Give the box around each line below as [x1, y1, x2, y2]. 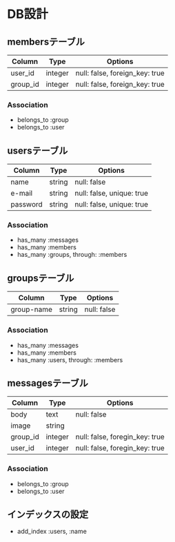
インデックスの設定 [7, 509, 89, 521]
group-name [10, 304, 53, 314]
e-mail [10, 189, 33, 198]
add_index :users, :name [17, 528, 87, 536]
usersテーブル [7, 145, 68, 156]
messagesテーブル [7, 377, 88, 389]
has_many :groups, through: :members [17, 251, 127, 259]
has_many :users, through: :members [17, 355, 123, 364]
